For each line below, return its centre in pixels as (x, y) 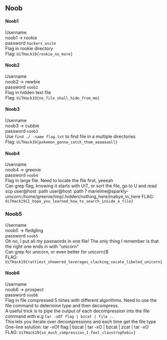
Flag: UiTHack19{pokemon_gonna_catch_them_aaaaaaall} (61, 142)
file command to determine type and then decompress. (62, 305)
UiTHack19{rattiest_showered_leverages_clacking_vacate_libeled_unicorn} (84, 262)
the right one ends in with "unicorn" (42, 246)
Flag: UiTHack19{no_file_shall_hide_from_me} (52, 98)
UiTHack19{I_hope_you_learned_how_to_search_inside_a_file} (69, 201)
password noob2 (22, 87)
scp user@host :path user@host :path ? (46, 191)
